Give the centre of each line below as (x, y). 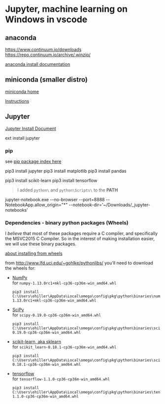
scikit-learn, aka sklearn (37, 342)
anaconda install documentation (38, 64)
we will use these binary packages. (41, 244)
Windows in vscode (46, 19)
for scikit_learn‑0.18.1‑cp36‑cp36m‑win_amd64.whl (64, 347)
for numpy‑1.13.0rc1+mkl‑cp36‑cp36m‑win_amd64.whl (64, 283)
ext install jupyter (23, 138)
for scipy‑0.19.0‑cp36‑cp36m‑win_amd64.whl (57, 315)
